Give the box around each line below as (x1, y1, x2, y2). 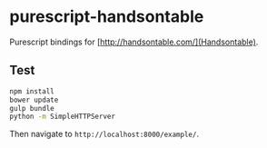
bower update (9, 95, 59, 104)
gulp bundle (9, 104, 54, 113)
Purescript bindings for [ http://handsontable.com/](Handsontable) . (9, 36, 259, 47)
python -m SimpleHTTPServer (9, 112, 116, 122)
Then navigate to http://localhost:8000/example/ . (9, 129, 200, 140)
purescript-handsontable (9, 6, 204, 27)
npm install (9, 86, 54, 96)
